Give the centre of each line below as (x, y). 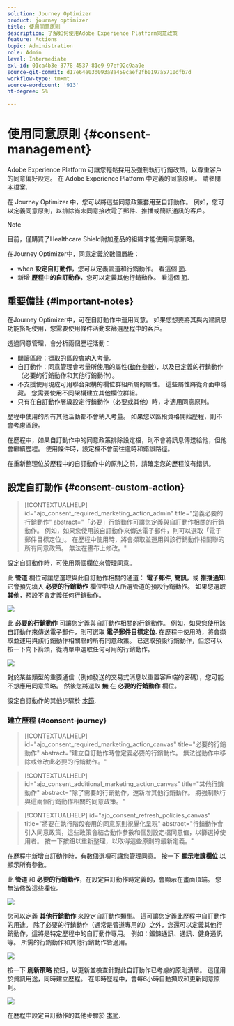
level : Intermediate (37, 59)
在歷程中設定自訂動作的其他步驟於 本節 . (64, 1015)
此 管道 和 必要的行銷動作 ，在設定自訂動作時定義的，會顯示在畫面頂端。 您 (114, 879)
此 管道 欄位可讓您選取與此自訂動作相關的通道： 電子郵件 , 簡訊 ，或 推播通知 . (117, 578)
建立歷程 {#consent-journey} (57, 721)
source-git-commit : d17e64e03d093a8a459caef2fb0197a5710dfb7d (99, 72)
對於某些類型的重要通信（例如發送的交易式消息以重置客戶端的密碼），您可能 (116, 677)
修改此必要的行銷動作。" (72, 762)
